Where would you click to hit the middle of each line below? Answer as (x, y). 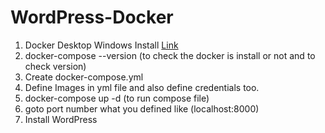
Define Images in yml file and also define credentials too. (142, 87)
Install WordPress (61, 119)
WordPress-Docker (92, 17)
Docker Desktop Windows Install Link (101, 45)
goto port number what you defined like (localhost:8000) (142, 108)
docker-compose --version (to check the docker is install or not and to (170, 55)
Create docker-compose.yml (84, 77)
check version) (55, 66)
